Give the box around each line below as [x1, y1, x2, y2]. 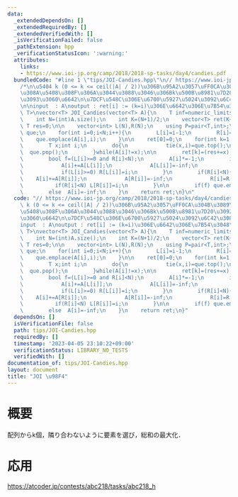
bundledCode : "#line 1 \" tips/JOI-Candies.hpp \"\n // [13, 76, 173, 84]
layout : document [7, 367, 59, 374]
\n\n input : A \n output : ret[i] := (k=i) [20, 103, 147, 110]
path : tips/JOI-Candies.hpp [13, 327, 97, 334]
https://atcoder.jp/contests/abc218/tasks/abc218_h [7, 481, 156, 490]
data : [7, 10, 23, 18]
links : [20, 63, 40, 70]
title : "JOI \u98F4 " [7, 373, 69, 380]
